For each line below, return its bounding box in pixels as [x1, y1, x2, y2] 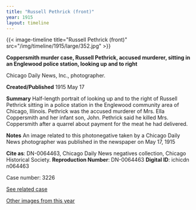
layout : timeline [6, 20, 49, 26]
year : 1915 [6, 14, 33, 20]
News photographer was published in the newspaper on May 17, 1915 [6, 138, 176, 146]
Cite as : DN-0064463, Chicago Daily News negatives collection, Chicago [6, 150, 186, 157]
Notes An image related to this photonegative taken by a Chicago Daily [6, 132, 181, 139]
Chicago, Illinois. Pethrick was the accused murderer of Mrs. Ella [6, 108, 165, 115]
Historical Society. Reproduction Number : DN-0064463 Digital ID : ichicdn [6, 156, 189, 163]
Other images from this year [6, 197, 75, 205]
